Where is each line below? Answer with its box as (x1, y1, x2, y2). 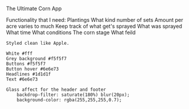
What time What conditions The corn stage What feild (6, 29, 136, 36)
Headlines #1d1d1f (6, 71, 51, 77)
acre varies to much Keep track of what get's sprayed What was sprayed (6, 23, 183, 29)
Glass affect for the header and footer (6, 87, 107, 93)
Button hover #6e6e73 (6, 66, 59, 72)
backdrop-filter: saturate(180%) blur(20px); (16, 92, 130, 98)
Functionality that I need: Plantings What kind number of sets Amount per (6, 16, 184, 23)
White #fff (6, 51, 33, 57)
